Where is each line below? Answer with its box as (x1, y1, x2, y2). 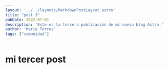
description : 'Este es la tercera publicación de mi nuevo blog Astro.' (5, 22, 164, 27)
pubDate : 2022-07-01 (5, 17, 50, 22)
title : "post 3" (5, 12, 40, 17)
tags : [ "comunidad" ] (5, 31, 50, 37)
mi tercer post (5, 54, 67, 65)
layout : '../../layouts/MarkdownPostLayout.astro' (5, 7, 116, 13)
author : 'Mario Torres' (5, 27, 56, 32)
